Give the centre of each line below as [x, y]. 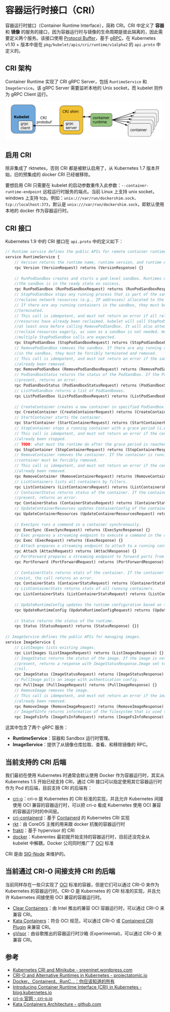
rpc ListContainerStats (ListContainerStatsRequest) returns [80, 594]
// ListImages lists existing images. [55, 647]
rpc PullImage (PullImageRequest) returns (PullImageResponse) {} [86, 685]
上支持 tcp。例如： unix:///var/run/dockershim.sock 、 [82, 198]
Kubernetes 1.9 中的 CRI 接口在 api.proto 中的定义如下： [65, 241]
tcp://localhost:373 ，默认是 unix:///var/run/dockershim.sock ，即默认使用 [85, 204]
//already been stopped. [40, 439]
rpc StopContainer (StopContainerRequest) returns [69, 449]
